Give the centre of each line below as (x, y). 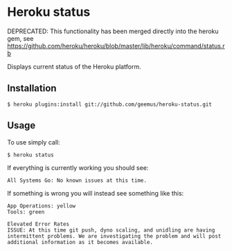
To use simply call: (34, 142)
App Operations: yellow (42, 206)
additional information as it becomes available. (80, 242)
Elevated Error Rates (38, 224)
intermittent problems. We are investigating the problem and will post (114, 236)
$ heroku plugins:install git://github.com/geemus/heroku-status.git (110, 104)
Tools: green (26, 212)
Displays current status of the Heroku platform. (74, 66)
